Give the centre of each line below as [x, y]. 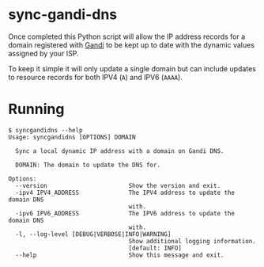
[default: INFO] [155, 248]
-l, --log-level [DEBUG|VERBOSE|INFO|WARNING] [93, 234]
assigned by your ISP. [43, 53]
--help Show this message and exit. [120, 255]
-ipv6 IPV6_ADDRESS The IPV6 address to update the [125, 213]
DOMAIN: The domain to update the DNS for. [88, 165]
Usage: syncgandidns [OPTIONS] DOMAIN [72, 137]
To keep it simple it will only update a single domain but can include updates [132, 68]
